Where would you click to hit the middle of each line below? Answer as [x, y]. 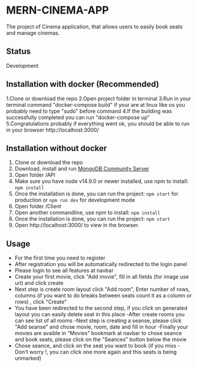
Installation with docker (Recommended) [83, 84]
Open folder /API [35, 175]
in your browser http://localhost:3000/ [52, 130]
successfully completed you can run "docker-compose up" [78, 117]
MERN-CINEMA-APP [58, 10]
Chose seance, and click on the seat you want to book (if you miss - [97, 346]
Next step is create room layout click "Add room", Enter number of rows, [102, 289]
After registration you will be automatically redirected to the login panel [101, 264]
